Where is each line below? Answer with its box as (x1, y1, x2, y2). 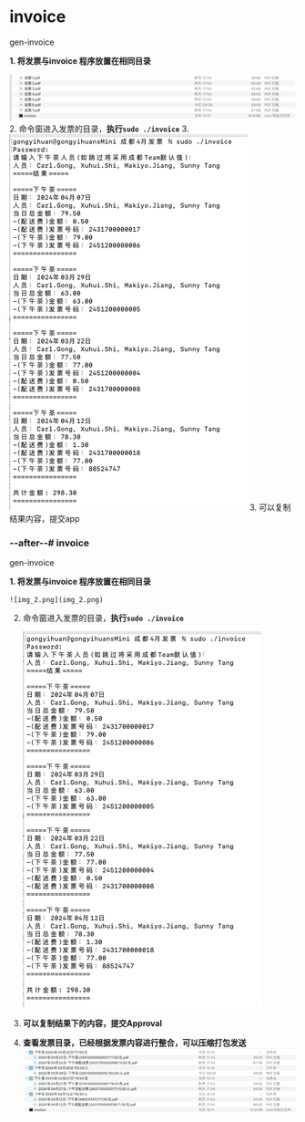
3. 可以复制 (249, 502, 291, 513)
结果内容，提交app (9, 513, 80, 524)
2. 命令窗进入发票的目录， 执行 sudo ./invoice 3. (9, 123, 189, 134)
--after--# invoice (9, 536, 89, 549)
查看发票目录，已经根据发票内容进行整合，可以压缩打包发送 (22, 1037, 247, 1048)
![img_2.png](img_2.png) (9, 595, 104, 604)
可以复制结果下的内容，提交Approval (22, 1017, 162, 1028)
